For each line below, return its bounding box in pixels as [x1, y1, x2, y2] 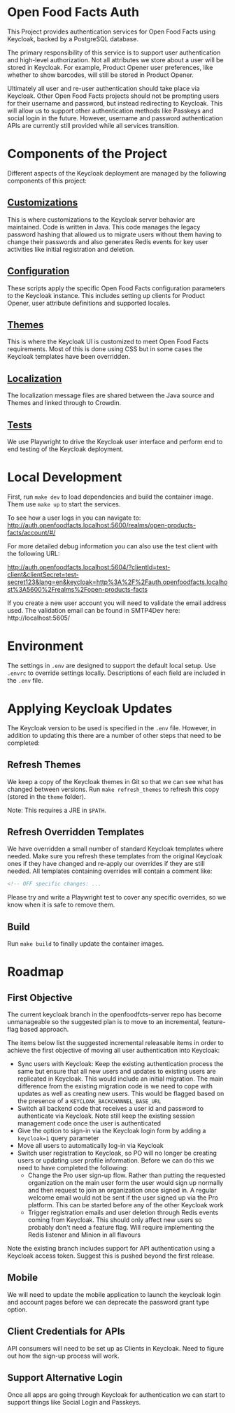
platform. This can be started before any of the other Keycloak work [27, 1201, 224, 1209]
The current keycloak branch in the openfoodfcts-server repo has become [7, 1010, 222, 1018]
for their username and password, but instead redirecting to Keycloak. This [7, 99, 223, 107]
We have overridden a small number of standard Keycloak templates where [7, 844, 224, 853]
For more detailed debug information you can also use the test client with [7, 541, 218, 550]
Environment [7, 638, 84, 654]
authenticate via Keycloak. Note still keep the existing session [17, 1112, 195, 1120]
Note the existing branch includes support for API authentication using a [7, 1244, 215, 1253]
